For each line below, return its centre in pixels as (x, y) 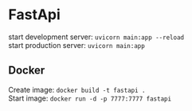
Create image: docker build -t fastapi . (77, 89)
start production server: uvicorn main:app (76, 45)
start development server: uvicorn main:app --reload (96, 37)
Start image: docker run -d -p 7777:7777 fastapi (90, 98)
